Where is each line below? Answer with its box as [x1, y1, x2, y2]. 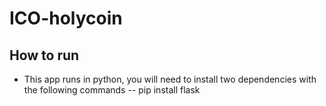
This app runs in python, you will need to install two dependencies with [23, 73, 317, 85]
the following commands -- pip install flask [23, 84, 201, 96]
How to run [9, 47, 80, 64]
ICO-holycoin [9, 7, 123, 30]
